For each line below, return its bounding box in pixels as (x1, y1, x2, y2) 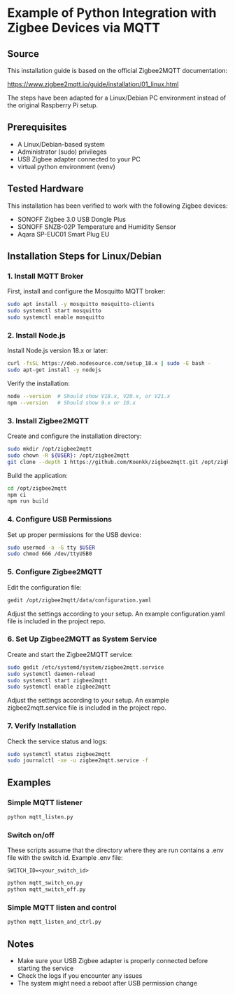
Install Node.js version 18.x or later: (7, 346, 108, 355)
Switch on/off (7, 830, 55, 840)
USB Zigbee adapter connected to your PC (17, 154, 141, 163)
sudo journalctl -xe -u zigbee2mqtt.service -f (7, 757, 149, 764)
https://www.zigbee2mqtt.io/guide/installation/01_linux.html (7, 80, 179, 88)
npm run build (7, 498, 49, 505)
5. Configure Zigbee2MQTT (7, 567, 103, 577)
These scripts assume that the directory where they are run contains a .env (7, 846, 224, 854)
